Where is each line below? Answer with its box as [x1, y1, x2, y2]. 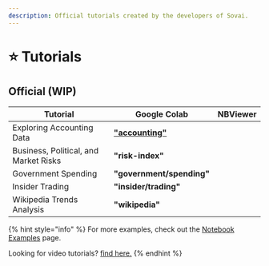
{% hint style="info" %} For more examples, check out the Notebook [8, 224, 235, 234]
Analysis [12, 204, 45, 215]
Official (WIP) [8, 85, 77, 98]
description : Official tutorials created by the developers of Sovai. [8, 11, 249, 20]
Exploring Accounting [12, 121, 94, 133]
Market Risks [12, 155, 62, 166]
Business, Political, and [12, 145, 99, 156]
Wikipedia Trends [12, 193, 78, 204]
